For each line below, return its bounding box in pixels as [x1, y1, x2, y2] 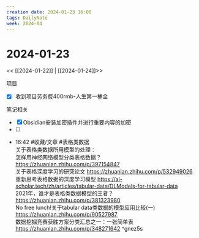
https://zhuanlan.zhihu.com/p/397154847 [15, 161, 121, 168]
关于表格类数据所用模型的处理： [15, 146, 96, 153]
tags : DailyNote [6, 15, 48, 21]
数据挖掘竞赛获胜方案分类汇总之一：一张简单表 [15, 218, 133, 226]
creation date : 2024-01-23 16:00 [6, 9, 92, 15]
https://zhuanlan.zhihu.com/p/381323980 [15, 197, 121, 204]
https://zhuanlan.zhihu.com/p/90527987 [15, 211, 118, 218]
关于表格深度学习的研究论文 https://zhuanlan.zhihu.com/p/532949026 [15, 168, 193, 175]
